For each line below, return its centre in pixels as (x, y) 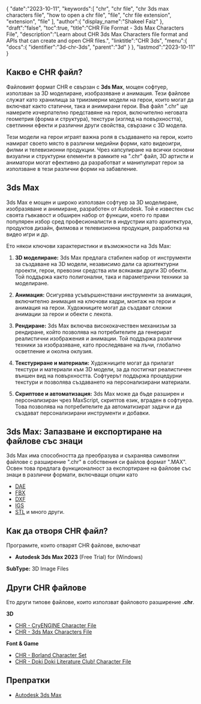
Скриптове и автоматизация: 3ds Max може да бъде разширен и (99, 394)
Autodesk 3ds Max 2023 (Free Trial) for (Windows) (79, 557)
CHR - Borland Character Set (51, 655)
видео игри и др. (28, 234)
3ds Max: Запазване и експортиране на (84, 432)
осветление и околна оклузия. (54, 351)
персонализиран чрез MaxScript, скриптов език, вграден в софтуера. (104, 400)
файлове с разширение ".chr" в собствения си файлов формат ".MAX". (97, 462)
